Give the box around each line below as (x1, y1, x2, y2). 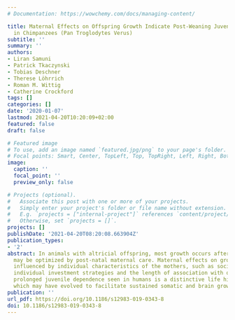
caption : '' (13, 166, 49, 173)
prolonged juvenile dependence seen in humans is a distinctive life (13, 276, 220, 284)
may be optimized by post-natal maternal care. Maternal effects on (13, 256, 218, 263)
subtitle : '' (7, 36, 45, 43)
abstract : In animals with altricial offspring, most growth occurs (7, 250, 211, 257)
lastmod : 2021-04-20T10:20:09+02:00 (7, 114, 114, 121)
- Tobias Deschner (7, 68, 61, 76)
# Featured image (7, 139, 58, 147)
